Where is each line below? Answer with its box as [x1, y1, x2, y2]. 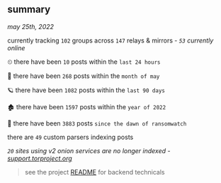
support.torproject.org [7, 154, 72, 162]
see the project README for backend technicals [24, 167, 165, 176]
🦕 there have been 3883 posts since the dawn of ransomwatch [7, 118, 187, 128]
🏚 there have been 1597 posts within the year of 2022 [7, 102, 166, 111]
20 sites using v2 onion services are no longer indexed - [7, 146, 171, 155]
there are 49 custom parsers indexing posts [7, 133, 134, 141]
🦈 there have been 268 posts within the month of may [7, 72, 160, 80]
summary [7, 4, 51, 16]
